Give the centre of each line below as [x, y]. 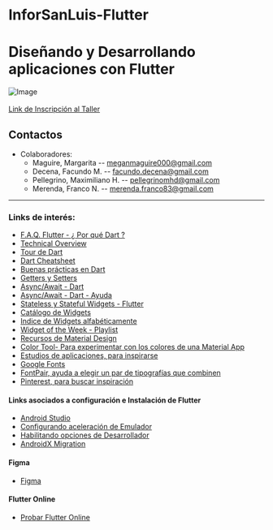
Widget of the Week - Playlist [69, 330]
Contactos [35, 134]
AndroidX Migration [53, 444]
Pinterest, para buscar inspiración [77, 381]
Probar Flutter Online [55, 517]
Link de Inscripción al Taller [54, 109]
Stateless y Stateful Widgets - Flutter [82, 304]
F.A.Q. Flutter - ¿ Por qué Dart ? [73, 235]
